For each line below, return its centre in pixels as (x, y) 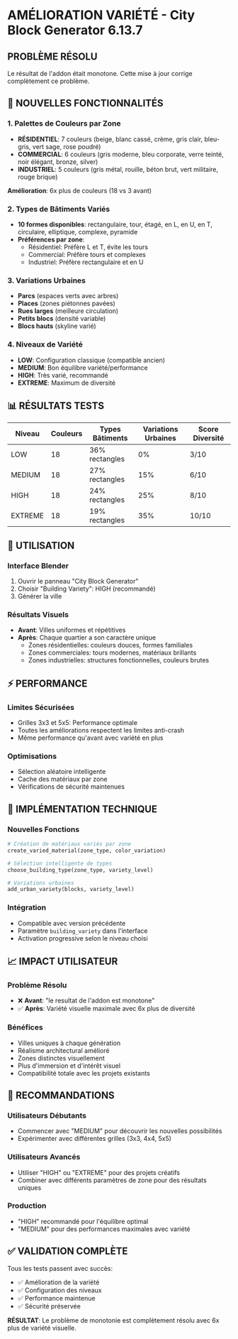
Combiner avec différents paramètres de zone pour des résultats (112, 1180)
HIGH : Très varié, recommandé (63, 375)
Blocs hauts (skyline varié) (57, 326)
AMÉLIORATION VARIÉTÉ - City (101, 15)
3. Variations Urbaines (47, 280)
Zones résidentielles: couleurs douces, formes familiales (110, 645)
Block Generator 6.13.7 (75, 30)
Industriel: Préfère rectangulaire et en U (86, 262)
